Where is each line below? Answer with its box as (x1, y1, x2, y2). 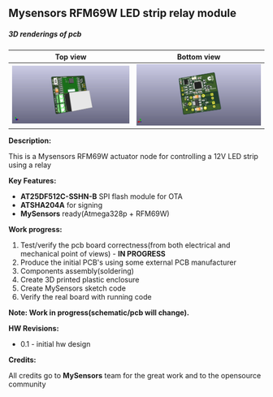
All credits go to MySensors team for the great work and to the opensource (8, 371, 262, 381)
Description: (8, 136, 51, 145)
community (8, 379, 46, 389)
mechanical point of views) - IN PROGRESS (19, 249, 166, 259)
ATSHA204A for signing (19, 201, 103, 210)
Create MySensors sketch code (19, 283, 126, 293)
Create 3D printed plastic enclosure (19, 275, 140, 285)
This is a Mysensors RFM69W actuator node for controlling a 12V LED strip (8, 152, 258, 162)
